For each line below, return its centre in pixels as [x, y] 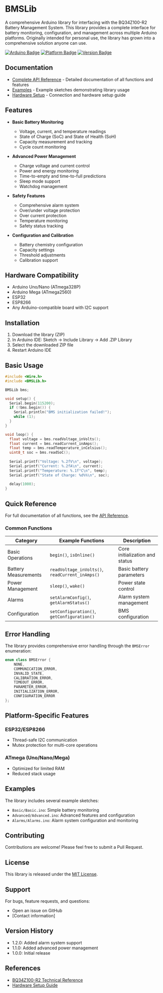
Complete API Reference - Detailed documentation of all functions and [82, 79]
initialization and [137, 555]
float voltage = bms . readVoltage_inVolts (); [55, 439]
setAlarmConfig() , [70, 598]
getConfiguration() [72, 617]
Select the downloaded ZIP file [43, 345]
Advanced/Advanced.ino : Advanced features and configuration [73, 815]
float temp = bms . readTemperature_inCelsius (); [58, 448]
